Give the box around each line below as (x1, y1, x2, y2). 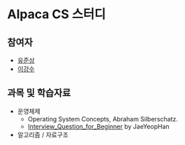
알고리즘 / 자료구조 (17, 130, 68, 139)
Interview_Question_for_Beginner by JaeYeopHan (27, 122, 170, 130)
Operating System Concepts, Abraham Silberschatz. (27, 114, 178, 123)
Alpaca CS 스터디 (7, 6, 106, 22)
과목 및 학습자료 (7, 87, 71, 99)
